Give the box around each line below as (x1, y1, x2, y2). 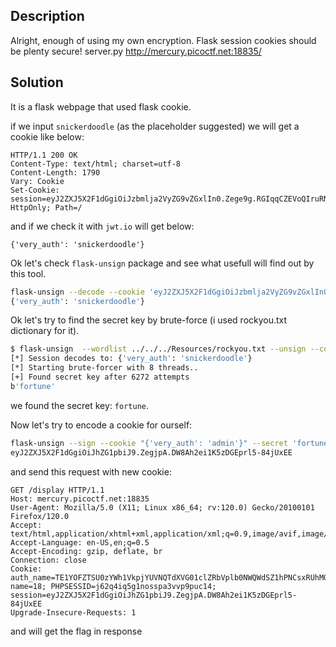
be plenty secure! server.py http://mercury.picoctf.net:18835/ (10, 45, 262, 57)
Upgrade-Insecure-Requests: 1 (10, 607, 137, 618)
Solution (10, 74, 64, 91)
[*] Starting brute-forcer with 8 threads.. (10, 363, 199, 373)
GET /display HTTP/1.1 (10, 485, 105, 495)
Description (10, 8, 85, 25)
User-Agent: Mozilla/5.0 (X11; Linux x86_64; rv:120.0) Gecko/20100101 (10, 502, 315, 513)
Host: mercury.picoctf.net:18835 (10, 494, 150, 504)
